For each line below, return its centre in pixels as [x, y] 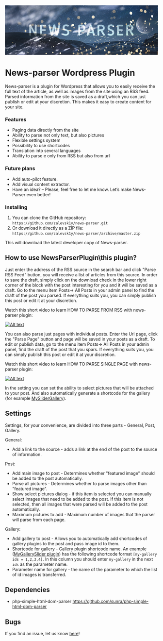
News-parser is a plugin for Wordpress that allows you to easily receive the [80, 86]
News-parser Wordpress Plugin [70, 73]
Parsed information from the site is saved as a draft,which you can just [75, 97]
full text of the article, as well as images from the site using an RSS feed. [77, 92]
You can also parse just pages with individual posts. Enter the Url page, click [81, 334]
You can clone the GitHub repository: [49, 218]
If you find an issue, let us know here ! [42, 634]
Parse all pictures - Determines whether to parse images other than [79, 483]
